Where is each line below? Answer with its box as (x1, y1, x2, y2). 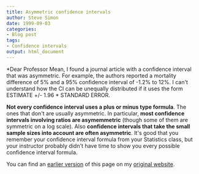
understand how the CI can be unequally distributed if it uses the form (6, 85, 184, 92)
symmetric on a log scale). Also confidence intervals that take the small (6, 123, 190, 130)
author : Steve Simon (6, 15, 59, 21)
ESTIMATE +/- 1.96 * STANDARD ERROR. (6, 91, 110, 98)
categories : (6, 26, 37, 32)
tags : (6, 37, 20, 43)
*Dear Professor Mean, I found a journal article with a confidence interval (6, 65, 192, 73)
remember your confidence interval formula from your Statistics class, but (6, 136, 193, 143)
